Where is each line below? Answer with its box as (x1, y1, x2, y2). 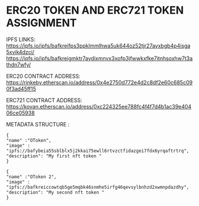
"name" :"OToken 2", (6, 173, 57, 180)
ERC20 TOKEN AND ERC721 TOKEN (6, 4, 184, 17)
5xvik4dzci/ (6, 48, 34, 55)
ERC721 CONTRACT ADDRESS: (6, 96, 82, 104)
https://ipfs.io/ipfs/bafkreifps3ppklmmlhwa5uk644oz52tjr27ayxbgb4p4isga (6, 42, 191, 49)
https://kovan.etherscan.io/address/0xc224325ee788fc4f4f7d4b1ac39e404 (6, 103, 192, 110)
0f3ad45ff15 (6, 85, 37, 92)
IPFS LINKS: (6, 36, 36, 43)
